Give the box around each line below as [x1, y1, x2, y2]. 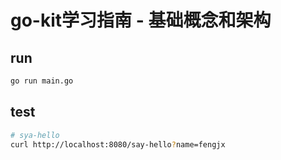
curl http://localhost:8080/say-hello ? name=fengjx [10, 139, 226, 150]
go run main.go [10, 76, 74, 86]
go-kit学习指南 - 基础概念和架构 [10, 9, 272, 32]
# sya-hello [10, 130, 60, 140]
